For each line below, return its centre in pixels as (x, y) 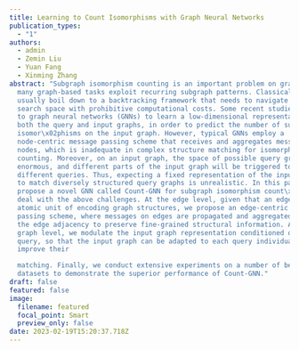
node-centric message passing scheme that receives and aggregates (145, 142)
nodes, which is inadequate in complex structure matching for (137, 150)
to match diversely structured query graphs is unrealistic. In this (149, 183)
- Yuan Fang (40, 68)
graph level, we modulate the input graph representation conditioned (151, 232)
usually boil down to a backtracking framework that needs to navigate (153, 100)
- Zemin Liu (40, 59)
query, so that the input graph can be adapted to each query (135, 241)
